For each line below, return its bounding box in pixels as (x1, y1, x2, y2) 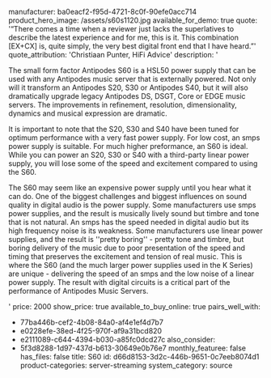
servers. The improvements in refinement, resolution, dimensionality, (8, 100, 237, 109)
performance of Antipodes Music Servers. (8, 287, 149, 295)
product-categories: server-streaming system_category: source (19, 360, 233, 370)
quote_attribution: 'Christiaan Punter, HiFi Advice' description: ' (8, 50, 218, 59)
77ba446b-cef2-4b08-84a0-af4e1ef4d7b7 (19, 317, 164, 327)
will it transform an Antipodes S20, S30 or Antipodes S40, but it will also (8, 83, 248, 92)
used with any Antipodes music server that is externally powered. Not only (8, 74, 256, 83)
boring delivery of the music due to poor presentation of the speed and (8, 243, 245, 253)
